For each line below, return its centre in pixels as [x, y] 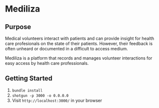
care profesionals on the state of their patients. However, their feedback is [79, 44]
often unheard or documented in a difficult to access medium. [66, 49]
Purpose [18, 27]
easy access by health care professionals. [47, 63]
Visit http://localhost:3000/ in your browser [57, 100]
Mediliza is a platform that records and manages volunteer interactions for [79, 58]
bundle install [27, 91]
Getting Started [29, 78]
